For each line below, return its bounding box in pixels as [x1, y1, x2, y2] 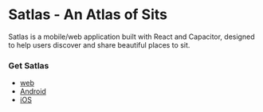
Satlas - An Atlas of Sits [8, 6, 167, 24]
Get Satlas [8, 60, 49, 71]
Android [19, 87, 46, 96]
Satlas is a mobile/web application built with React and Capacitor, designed [8, 32, 255, 41]
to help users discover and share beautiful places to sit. [8, 40, 190, 49]
